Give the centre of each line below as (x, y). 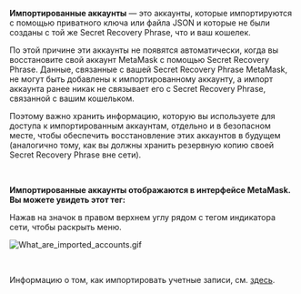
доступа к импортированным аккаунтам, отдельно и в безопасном (140, 126)
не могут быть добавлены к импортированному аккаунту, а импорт (141, 79)
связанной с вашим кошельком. (72, 98)
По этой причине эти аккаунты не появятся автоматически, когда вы (144, 50)
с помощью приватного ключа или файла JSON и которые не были (140, 23)
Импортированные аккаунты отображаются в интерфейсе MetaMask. (150, 190)
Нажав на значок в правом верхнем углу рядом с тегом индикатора (142, 217)
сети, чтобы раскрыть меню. (66, 227)
